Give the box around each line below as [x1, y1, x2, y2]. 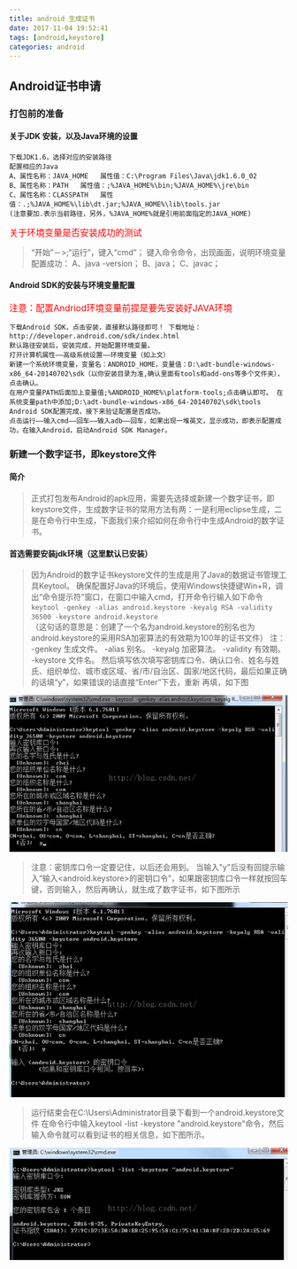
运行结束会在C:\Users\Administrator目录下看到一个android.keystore [30, 1107, 277, 1117]
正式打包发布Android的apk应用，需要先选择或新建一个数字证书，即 [30, 493, 275, 504]
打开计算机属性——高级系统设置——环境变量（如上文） [9, 350, 171, 359]
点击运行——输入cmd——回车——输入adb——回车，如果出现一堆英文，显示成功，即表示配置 [9, 417, 276, 425]
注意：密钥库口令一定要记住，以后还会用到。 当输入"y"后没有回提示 [30, 862, 278, 873]
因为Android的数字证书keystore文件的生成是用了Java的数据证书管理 [30, 570, 279, 580]
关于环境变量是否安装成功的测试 [9, 226, 143, 238]
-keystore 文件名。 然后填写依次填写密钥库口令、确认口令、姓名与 [30, 655, 272, 666]
